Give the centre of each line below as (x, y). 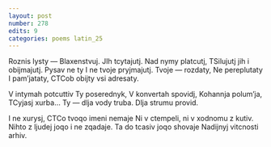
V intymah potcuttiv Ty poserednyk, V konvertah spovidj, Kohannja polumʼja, (135, 94)
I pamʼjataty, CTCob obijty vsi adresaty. (74, 78)
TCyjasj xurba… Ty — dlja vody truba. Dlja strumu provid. (104, 103)
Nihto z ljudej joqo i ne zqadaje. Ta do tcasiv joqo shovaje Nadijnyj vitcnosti (133, 127)
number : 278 (28, 23)
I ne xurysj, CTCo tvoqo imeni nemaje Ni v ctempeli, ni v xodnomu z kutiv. (131, 119)
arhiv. (18, 136)
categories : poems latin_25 (56, 38)
